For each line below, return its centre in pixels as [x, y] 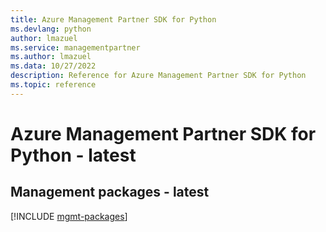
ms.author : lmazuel [51, 57]
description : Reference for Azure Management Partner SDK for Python [158, 76]
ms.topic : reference [53, 85]
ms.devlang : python [51, 29]
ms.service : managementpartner [75, 47]
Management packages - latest [110, 192]
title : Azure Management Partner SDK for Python [113, 19]
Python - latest [73, 155]
